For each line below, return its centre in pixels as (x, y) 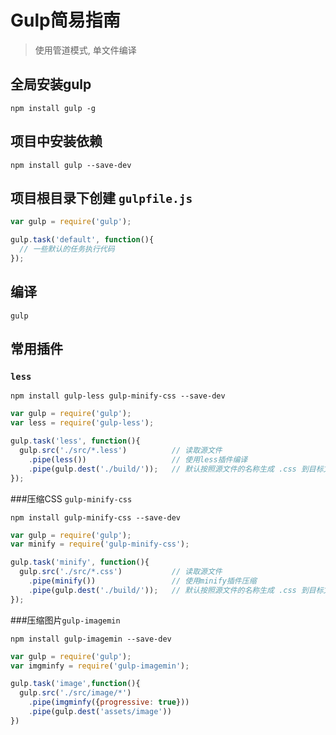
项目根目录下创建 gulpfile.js (101, 197)
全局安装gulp (51, 84)
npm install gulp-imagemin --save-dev (91, 639)
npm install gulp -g (53, 108)
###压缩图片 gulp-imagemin (65, 620)
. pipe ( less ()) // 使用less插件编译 (138, 459)
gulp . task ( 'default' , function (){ (82, 240)
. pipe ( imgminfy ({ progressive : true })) (109, 702)
